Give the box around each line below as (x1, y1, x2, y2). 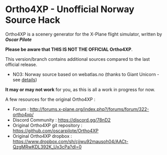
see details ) (12, 76, 37, 83)
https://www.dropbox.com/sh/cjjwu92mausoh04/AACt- (12, 138, 129, 144)
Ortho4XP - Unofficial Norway (5, 4, 135, 15)
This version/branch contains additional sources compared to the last (5, 56, 150, 62)
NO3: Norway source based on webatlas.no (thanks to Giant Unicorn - (12, 71, 159, 77)
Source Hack (5, 14, 61, 26)
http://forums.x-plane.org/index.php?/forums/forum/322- (29, 106, 149, 112)
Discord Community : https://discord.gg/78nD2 (12, 117, 111, 123)
